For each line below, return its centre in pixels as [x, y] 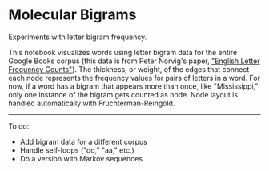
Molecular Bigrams [72, 15]
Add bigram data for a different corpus [84, 141]
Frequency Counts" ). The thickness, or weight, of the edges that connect [129, 69]
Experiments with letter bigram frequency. [78, 37]
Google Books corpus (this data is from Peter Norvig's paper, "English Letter [134, 61]
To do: [19, 126]
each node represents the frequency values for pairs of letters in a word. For [134, 78]
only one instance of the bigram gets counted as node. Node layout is [123, 94]
